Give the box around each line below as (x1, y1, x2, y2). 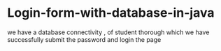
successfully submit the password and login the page (7, 35, 162, 43)
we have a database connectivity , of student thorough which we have (7, 28, 210, 36)
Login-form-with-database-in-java (7, 5, 215, 21)
